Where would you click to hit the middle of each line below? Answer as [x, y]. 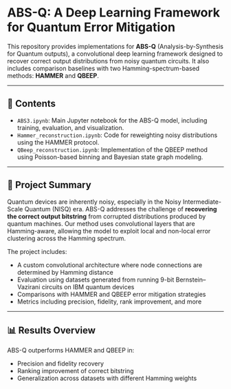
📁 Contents [32, 104]
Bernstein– [191, 280]
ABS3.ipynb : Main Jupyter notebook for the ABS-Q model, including [112, 120]
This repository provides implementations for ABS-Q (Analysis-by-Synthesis [115, 46]
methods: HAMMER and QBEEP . [53, 75]
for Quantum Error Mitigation [91, 27]
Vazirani [29, 286]
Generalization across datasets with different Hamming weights [107, 378]
